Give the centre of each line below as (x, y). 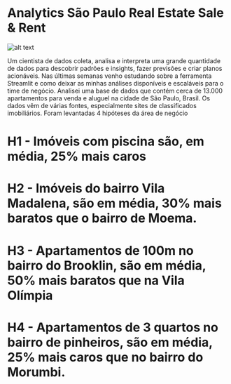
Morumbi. (36, 372)
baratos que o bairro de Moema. (102, 218)
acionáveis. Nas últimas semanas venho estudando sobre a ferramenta (110, 76)
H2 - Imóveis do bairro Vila (86, 188)
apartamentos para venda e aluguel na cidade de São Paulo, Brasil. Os (109, 98)
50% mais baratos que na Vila (96, 280)
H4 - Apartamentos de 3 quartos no (113, 327)
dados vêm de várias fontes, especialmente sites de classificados (102, 105)
